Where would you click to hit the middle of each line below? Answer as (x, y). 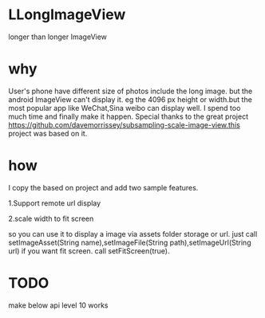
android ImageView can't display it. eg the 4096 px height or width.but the (131, 99)
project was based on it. (48, 133)
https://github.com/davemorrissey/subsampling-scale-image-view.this (125, 124)
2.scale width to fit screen (51, 218)
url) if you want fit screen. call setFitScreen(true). (89, 251)
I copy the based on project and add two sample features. (103, 187)
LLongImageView (67, 15)
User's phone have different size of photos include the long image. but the (131, 91)
